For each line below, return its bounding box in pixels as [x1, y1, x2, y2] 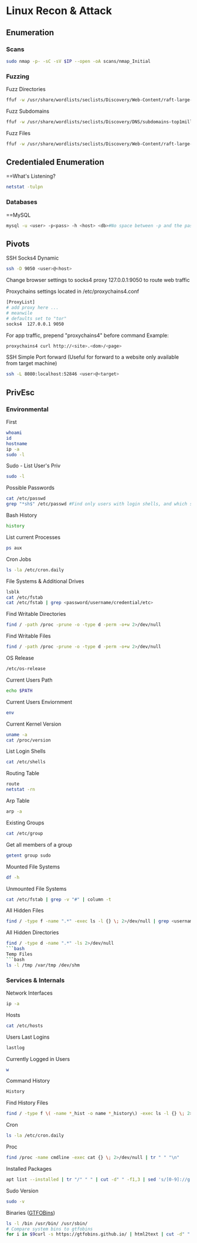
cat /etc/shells [6, 759, 46, 765]
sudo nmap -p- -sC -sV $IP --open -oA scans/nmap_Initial [6, 58, 151, 64]
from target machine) [6, 360, 57, 367]
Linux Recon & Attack [6, 4, 113, 18]
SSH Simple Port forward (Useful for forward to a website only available [6, 353, 179, 361]
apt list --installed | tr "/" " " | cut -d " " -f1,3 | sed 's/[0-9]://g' [6, 1176, 193, 1183]
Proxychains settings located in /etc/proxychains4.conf [6, 288, 140, 295]
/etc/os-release [6, 666, 46, 672]
